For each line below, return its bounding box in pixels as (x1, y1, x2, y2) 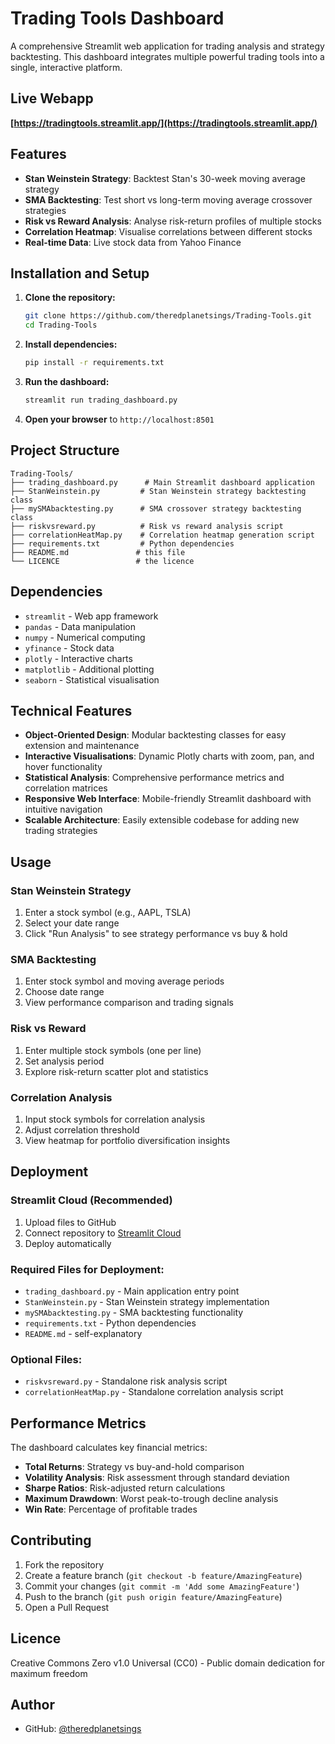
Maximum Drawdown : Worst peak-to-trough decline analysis (24, 1492, 279, 1504)
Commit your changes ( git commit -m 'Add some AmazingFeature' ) (24, 1580, 300, 1592)
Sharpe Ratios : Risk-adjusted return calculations (24, 1482, 226, 1494)
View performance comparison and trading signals (24, 997, 234, 1009)
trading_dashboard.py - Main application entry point (24, 1285, 240, 1297)
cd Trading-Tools (24, 320, 98, 331)
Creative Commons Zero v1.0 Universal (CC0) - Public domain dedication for (10, 1657, 325, 1669)
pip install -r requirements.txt (24, 358, 165, 368)
